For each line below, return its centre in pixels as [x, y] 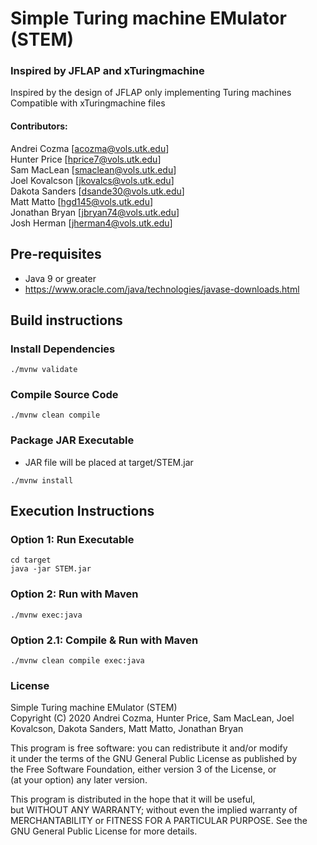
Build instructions [66, 320]
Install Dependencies [63, 349]
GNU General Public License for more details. [104, 831]
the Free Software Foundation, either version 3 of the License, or [143, 769]
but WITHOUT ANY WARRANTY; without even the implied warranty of [154, 810]
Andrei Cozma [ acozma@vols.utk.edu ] [90, 148]
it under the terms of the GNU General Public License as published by [154, 759]
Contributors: [39, 126]
